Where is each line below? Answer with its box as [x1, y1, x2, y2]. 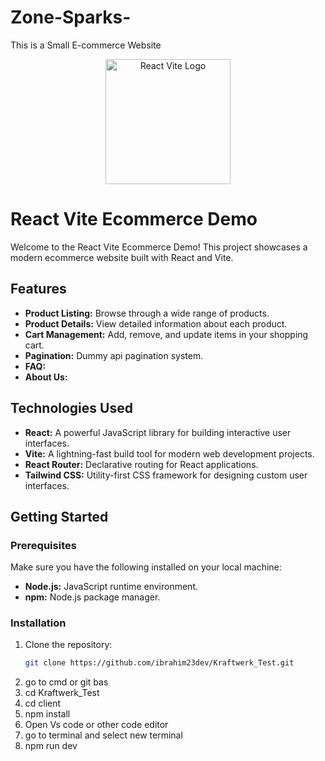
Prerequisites [10, 538, 77, 552]
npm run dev [24, 740, 78, 752]
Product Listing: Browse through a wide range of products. [24, 307, 270, 319]
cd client [24, 697, 62, 710]
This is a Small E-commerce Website [10, 39, 162, 51]
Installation [10, 616, 67, 630]
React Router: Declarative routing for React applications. [24, 458, 259, 470]
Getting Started [10, 508, 109, 525]
